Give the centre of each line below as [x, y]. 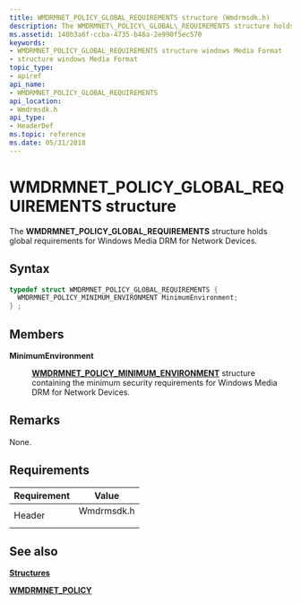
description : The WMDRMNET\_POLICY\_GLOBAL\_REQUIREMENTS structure [140, 26]
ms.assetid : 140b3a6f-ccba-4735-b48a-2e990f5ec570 [106, 34]
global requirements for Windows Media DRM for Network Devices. [133, 241]
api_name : [28, 84]
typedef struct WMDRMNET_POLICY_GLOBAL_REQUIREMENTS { [114, 289]
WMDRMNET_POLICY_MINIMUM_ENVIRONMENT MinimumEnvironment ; [128, 298]
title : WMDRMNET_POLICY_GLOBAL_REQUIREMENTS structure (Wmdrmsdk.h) [140, 18]
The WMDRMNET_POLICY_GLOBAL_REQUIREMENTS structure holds [138, 231]
